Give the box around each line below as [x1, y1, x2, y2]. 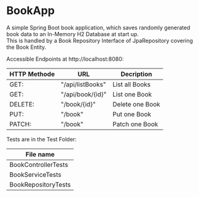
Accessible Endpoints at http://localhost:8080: [6, 55, 124, 62]
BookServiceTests [9, 170, 61, 179]
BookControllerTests [9, 160, 69, 169]
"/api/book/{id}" [60, 90, 107, 98]
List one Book [112, 90, 152, 98]
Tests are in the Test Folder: [6, 135, 77, 143]
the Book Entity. [6, 43, 47, 51]
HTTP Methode [9, 70, 55, 78]
